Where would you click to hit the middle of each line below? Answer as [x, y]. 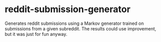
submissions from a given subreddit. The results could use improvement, [80, 28]
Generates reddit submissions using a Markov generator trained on [74, 23]
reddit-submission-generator [68, 9]
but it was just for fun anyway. [36, 34]
